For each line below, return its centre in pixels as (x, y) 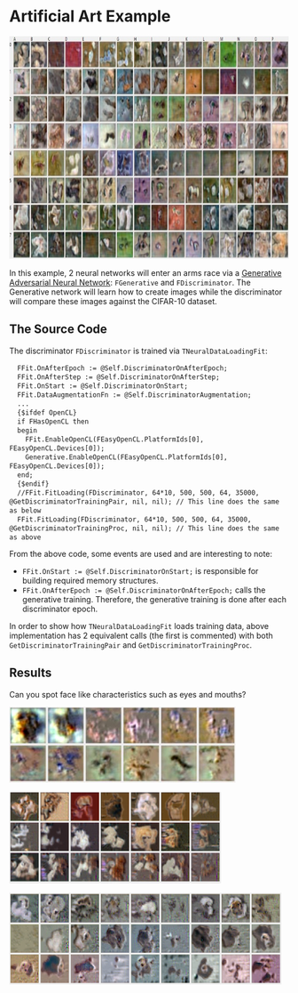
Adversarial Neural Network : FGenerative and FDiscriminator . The (130, 282)
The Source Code (59, 330)
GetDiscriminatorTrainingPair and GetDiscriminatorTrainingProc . (131, 645)
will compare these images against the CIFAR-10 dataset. (113, 301)
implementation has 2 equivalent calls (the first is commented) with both (141, 635)
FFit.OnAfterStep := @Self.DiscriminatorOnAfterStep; (118, 377)
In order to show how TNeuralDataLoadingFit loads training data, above (139, 626)
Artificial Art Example (90, 16)
